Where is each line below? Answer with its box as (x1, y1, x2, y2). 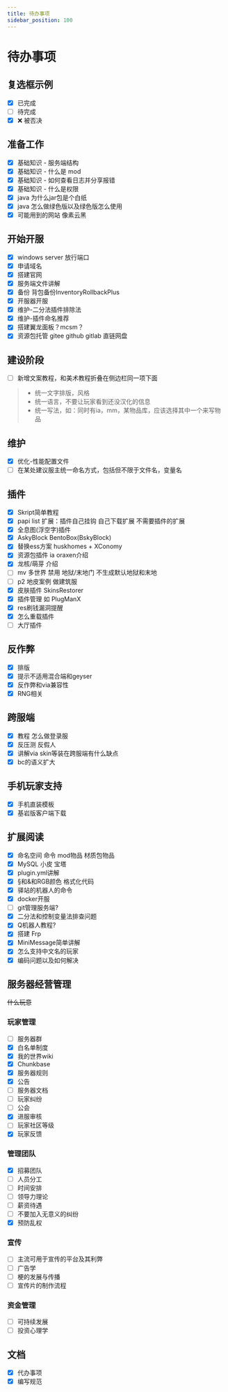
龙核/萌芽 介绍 (17, 559, 58, 568)
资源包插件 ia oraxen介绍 (17, 551, 89, 559)
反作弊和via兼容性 (17, 681, 69, 689)
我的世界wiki (17, 1052, 54, 1060)
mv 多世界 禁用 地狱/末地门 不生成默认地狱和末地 (17, 568, 158, 577)
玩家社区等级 (17, 1121, 54, 1130)
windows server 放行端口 (17, 252, 90, 262)
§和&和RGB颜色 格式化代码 (17, 877, 95, 886)
